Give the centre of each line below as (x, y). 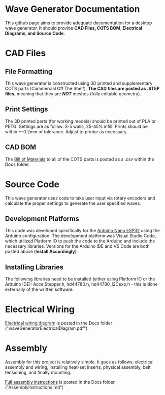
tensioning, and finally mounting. (38, 372)
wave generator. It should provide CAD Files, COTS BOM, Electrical (74, 28)
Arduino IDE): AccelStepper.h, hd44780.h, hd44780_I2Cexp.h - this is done (82, 284)
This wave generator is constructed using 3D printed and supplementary (79, 83)
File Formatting (29, 71)
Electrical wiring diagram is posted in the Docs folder (59, 323)
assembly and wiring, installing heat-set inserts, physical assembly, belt (78, 367)
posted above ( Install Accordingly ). (41, 252)
